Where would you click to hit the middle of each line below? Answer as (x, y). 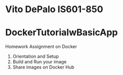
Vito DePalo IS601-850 (54, 9)
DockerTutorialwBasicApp (61, 33)
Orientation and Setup (36, 56)
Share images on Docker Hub (43, 67)
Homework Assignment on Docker (41, 47)
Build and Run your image (40, 62)
